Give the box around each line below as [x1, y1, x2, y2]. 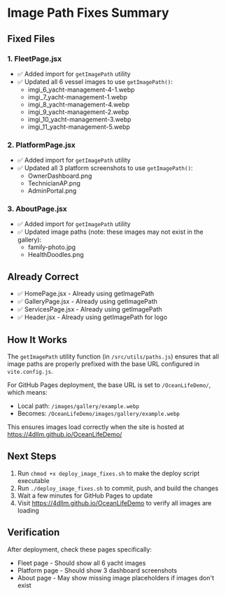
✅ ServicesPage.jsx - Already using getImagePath [17, 305, 162, 314]
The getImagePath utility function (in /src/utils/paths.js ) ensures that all [7, 352, 219, 361]
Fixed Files [7, 33, 55, 45]
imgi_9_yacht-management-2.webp [27, 107, 129, 116]
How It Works [7, 334, 68, 346]
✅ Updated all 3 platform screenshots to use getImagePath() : [17, 164, 193, 172]
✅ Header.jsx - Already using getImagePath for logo [17, 313, 168, 321]
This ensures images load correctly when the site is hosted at [7, 423, 185, 431]
